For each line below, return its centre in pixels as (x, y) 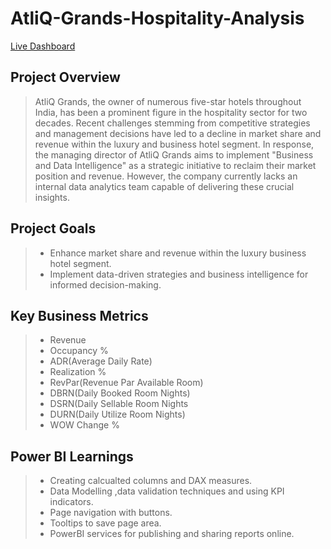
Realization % (78, 372)
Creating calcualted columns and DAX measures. (151, 481)
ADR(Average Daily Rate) (101, 361)
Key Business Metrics (79, 315)
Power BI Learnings (72, 456)
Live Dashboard (43, 46)
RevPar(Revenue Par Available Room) (126, 383)
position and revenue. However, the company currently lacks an (166, 176)
